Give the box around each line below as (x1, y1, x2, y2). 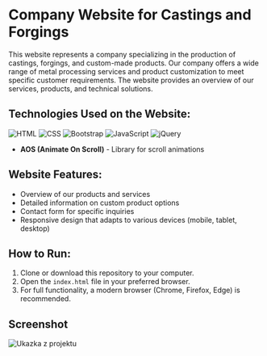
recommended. (19, 294, 71, 304)
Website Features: (8, 168, 102, 182)
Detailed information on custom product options (19, 198, 180, 207)
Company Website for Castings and (8, 6, 252, 24)
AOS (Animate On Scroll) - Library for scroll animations (19, 144, 205, 154)
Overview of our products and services (19, 189, 151, 199)
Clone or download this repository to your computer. (19, 268, 194, 278)
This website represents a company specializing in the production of (8, 49, 236, 59)
